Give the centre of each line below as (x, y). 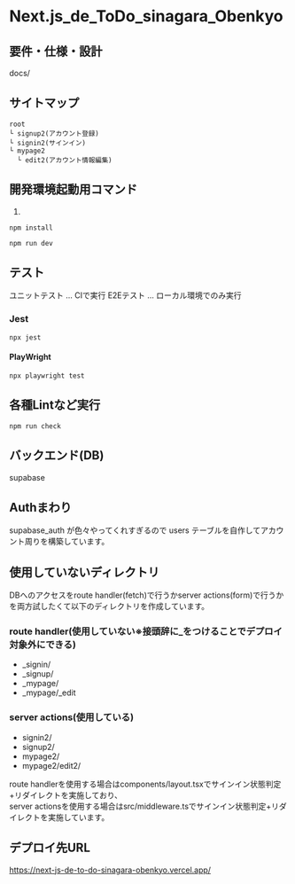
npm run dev (31, 243)
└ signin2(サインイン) (48, 143)
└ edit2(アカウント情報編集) (65, 160)
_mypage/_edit (49, 692)
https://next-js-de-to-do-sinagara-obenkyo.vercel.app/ (110, 870)
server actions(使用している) (72, 717)
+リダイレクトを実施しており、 (66, 794)
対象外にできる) (43, 645)
